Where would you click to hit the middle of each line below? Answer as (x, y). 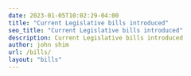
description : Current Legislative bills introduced (95, 38)
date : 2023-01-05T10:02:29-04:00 (64, 15)
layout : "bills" (35, 60)
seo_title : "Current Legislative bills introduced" (95, 30)
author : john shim (39, 45)
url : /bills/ (30, 52)
